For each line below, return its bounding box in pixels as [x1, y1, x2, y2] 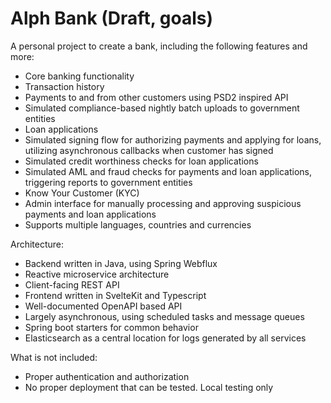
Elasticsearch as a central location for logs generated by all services [24, 332, 307, 344]
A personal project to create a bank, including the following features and [10, 40, 308, 52]
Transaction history [24, 80, 105, 92]
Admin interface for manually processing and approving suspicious [24, 197, 302, 209]
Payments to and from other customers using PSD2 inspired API [24, 91, 289, 103]
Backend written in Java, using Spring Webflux [24, 257, 218, 269]
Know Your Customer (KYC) [24, 187, 140, 199]
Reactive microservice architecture [24, 268, 170, 280]
